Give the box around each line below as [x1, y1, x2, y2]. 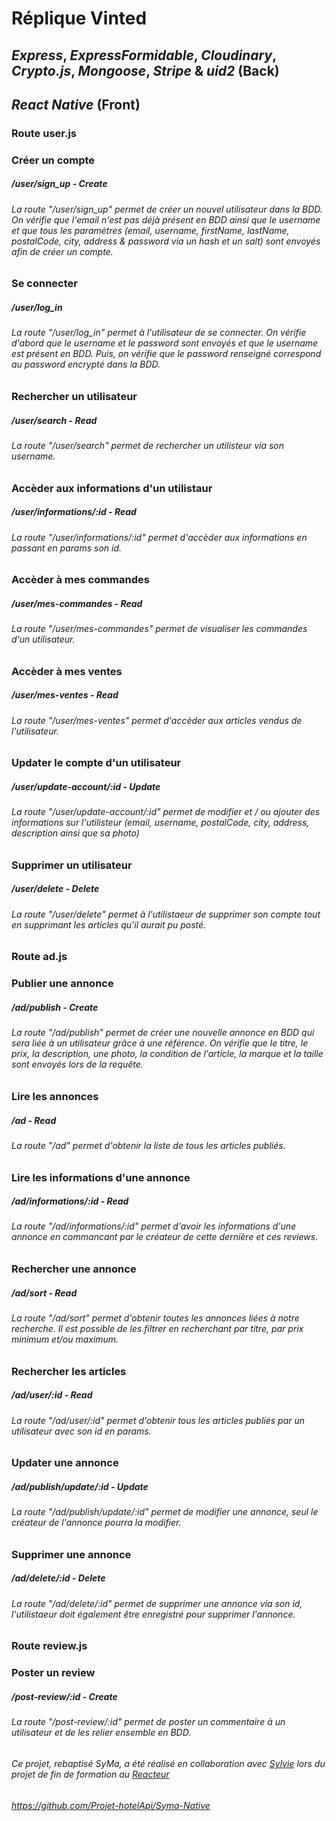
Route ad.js [11, 950, 68, 964]
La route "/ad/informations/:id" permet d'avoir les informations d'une [11, 1220, 297, 1232]
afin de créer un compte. [11, 245, 114, 257]
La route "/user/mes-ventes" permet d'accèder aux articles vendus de [11, 714, 303, 726]
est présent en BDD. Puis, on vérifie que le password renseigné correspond [11, 348, 322, 360]
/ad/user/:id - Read [11, 1389, 93, 1401]
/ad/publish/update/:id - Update [11, 1480, 149, 1492]
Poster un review [11, 1666, 96, 1680]
